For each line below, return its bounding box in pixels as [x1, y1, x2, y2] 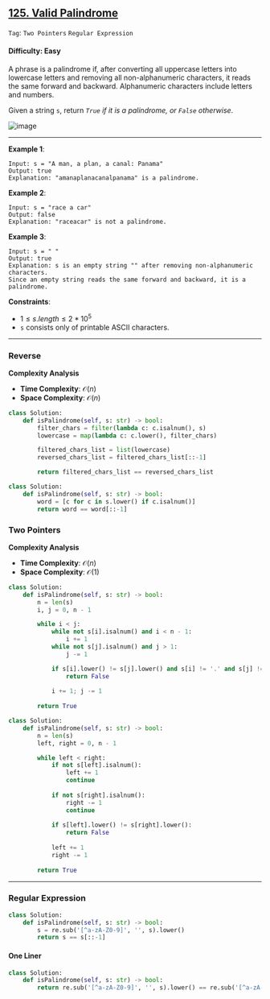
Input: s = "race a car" [8, 204, 92, 212]
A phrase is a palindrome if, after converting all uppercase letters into [8, 64, 237, 74]
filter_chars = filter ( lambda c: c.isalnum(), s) [37, 424, 207, 432]
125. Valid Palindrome [8, 6, 119, 20]
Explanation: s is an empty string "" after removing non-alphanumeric [8, 262, 253, 270]
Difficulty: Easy [8, 46, 62, 56]
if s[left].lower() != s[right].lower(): [51, 821, 193, 829]
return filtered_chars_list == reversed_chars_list [37, 468, 215, 476]
